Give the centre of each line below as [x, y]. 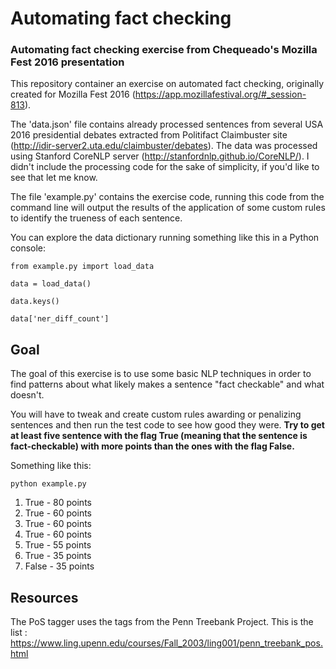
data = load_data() [51, 284]
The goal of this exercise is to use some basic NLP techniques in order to [161, 374]
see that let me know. [54, 178]
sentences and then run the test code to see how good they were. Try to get [167, 425]
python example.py [48, 484]
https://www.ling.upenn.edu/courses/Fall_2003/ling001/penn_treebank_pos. [166, 643]
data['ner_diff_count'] [60, 319]
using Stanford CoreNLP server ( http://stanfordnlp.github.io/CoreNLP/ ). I [160, 156]
